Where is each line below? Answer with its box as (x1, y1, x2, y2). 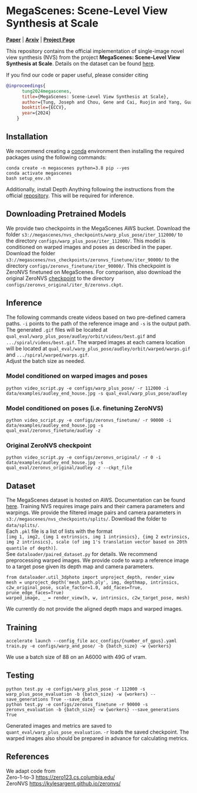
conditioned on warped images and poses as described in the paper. (6, 243, 172, 251)
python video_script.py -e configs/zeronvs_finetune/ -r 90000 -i (6, 418, 172, 424)
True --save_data (50, 696, 93, 702)
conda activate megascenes (6, 170, 72, 176)
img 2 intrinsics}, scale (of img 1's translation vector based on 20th (6, 539, 188, 545)
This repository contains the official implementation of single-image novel (6, 47, 184, 54)
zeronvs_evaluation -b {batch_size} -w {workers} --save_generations (6, 707, 180, 712)
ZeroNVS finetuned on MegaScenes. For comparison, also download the (6, 268, 182, 275)
